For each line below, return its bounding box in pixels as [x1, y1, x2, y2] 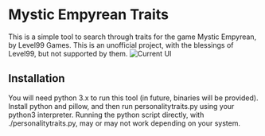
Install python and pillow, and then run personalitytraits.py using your [8, 101, 235, 111]
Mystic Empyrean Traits [8, 6, 170, 24]
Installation [8, 72, 65, 85]
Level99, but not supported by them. [8, 49, 128, 58]
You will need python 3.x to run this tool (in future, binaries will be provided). [8, 93, 259, 103]
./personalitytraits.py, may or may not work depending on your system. [8, 118, 241, 128]
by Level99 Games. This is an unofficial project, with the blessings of [8, 40, 234, 49]
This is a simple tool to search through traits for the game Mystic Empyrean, [8, 32, 257, 41]
